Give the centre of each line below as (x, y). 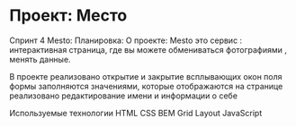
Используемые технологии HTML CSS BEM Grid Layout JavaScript (136, 113)
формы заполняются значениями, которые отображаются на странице (146, 86)
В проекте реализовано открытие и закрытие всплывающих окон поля (146, 76)
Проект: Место (68, 16)
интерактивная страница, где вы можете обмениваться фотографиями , (148, 49)
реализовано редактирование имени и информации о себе (124, 96)
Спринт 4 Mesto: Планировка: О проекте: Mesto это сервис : (126, 40)
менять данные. (40, 59)
